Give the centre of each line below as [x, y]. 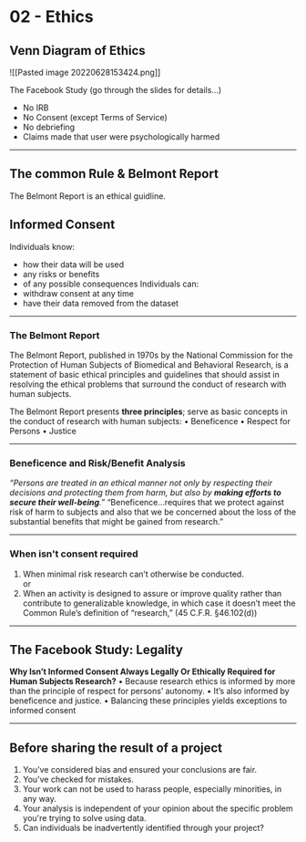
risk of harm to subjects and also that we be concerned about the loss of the [153, 512]
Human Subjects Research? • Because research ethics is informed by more [153, 681]
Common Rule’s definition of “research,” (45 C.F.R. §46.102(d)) [140, 612]
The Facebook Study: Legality [97, 650]
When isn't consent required [74, 554]
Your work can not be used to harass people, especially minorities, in [152, 789]
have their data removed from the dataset [101, 303]
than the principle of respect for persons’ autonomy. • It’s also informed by [149, 691]
